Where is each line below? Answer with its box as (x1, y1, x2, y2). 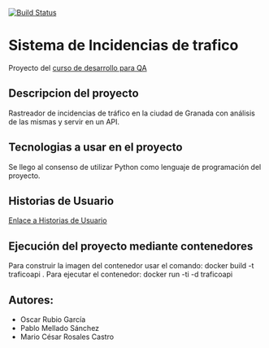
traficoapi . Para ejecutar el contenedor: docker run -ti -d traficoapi (8, 269, 233, 280)
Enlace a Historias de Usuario (8, 215, 107, 225)
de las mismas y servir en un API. (8, 116, 120, 126)
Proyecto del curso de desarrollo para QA (8, 63, 148, 72)
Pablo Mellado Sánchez (20, 324, 100, 333)
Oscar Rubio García (20, 315, 86, 324)
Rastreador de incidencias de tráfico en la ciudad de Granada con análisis (8, 108, 256, 118)
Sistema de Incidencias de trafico (8, 37, 239, 54)
